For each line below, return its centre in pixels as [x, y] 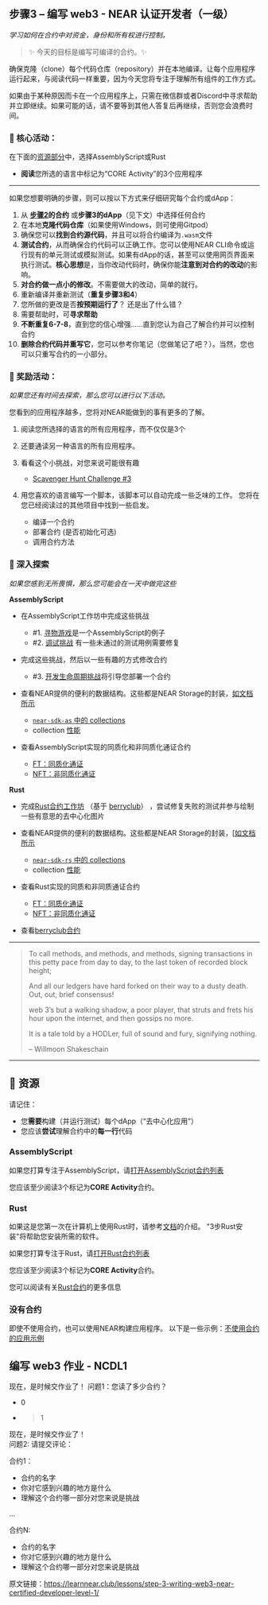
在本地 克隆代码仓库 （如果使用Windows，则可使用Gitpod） [117, 225]
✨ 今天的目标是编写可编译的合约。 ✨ [87, 52]
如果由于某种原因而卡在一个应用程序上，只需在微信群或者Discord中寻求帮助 [133, 95]
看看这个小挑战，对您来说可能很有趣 [80, 463]
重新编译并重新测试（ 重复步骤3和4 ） [81, 295]
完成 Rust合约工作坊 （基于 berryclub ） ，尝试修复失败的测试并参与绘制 [137, 806]
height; [40, 970]
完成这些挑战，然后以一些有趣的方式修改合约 [94, 659]
